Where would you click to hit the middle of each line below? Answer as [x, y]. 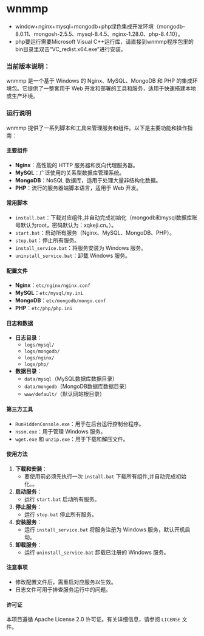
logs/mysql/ [39, 345]
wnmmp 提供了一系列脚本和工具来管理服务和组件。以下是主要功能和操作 [97, 128]
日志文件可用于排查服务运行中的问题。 [63, 589]
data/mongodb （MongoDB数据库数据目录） [77, 386]
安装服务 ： [29, 522]
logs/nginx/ [39, 358]
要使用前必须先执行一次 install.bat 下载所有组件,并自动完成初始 [105, 476]
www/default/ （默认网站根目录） [64, 394]
